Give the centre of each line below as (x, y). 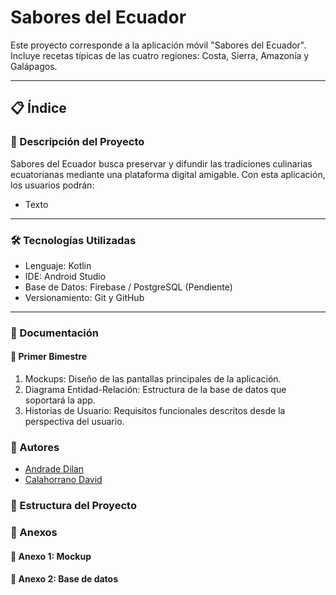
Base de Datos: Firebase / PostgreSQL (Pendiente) (128, 287)
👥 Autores (35, 447)
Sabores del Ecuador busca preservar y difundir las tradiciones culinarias (161, 163)
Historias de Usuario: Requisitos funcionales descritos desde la (155, 411)
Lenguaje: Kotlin (58, 265)
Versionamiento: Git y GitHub (84, 297)
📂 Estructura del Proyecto (73, 506)
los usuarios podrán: (52, 185)
